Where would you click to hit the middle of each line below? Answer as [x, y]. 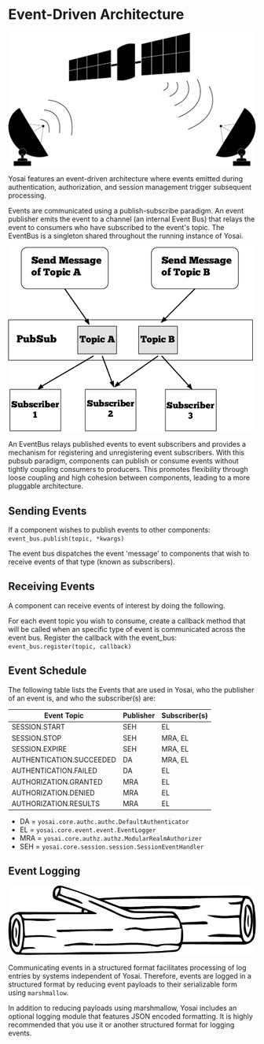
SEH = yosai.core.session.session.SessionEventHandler [112, 846]
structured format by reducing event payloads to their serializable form [123, 985]
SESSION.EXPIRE [39, 749]
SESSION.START [38, 727]
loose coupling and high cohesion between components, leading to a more [129, 477]
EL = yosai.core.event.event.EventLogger [88, 830]
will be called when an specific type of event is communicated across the [127, 629]
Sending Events [48, 511]
